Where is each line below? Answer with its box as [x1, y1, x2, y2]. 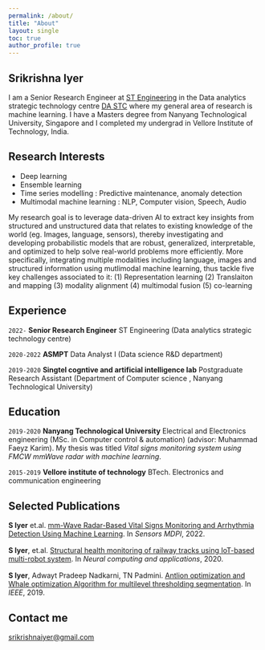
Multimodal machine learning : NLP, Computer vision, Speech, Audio [19, 197, 247, 206]
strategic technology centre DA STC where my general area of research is [8, 101, 253, 111]
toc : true [8, 34, 42, 43]
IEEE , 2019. [8, 587, 46, 598]
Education [8, 404, 61, 418]
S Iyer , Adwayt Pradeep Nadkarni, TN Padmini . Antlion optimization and [8, 571, 246, 580]
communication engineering [8, 476, 102, 485]
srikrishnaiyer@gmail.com [8, 632, 95, 642]
